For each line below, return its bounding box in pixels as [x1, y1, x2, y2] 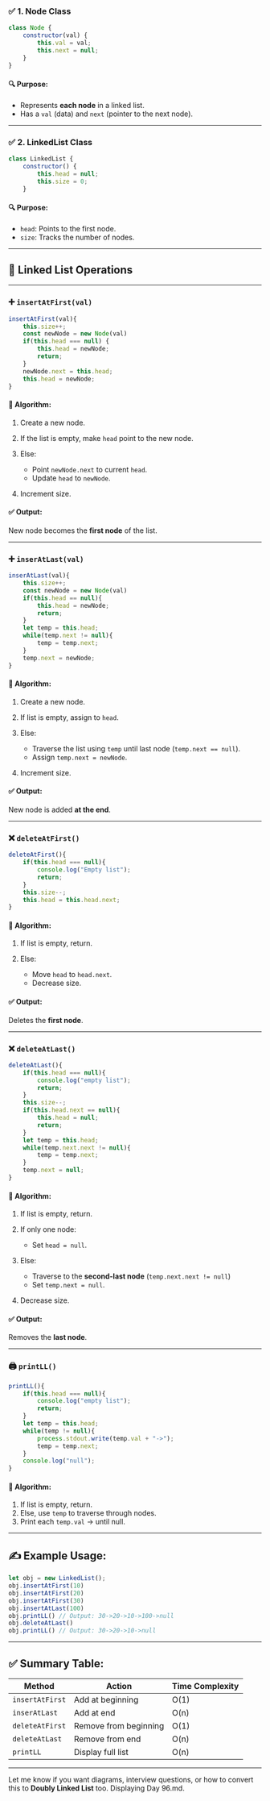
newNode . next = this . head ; [22, 367, 113, 376]
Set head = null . [31, 1240, 88, 1250]
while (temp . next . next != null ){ [22, 1143, 131, 1152]
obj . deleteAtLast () [8, 1619, 74, 1628]
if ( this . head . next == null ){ [22, 1106, 121, 1114]
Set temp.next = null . [31, 1280, 105, 1290]
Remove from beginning [73, 1720, 165, 1731]
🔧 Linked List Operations [8, 264, 133, 277]
